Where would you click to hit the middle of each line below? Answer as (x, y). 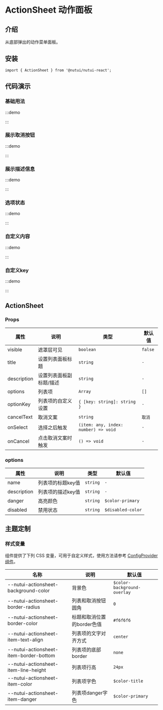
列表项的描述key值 (59, 492)
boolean (87, 349)
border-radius (24, 607)
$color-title (128, 681)
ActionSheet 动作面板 (49, 10)
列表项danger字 (90, 693)
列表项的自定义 (55, 401)
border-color (23, 623)
